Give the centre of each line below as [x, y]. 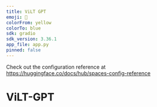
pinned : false [24, 50]
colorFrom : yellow [29, 22]
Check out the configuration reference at [56, 67]
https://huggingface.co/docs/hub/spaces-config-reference [78, 73]
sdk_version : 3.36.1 [32, 39]
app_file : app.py [28, 45]
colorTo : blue [24, 28]
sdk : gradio [21, 34]
